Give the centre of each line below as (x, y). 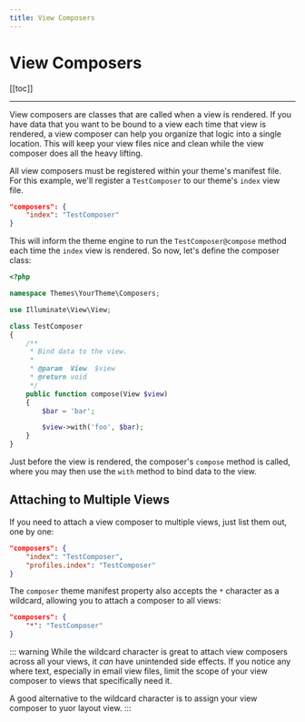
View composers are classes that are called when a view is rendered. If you (151, 114)
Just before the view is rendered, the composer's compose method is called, (150, 462)
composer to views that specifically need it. (91, 681)
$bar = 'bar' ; (69, 411)
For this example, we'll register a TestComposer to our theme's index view (145, 180)
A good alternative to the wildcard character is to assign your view (133, 698)
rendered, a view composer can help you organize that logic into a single (145, 134)
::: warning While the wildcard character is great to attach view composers (149, 651)
